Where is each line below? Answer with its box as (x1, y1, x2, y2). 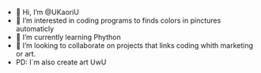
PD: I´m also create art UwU (15, 57, 107, 67)
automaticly (15, 24, 55, 33)
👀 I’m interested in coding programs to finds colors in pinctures (15, 16, 221, 25)
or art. (15, 49, 36, 58)
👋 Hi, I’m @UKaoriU (15, 8, 79, 16)
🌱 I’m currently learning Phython (15, 32, 121, 42)
